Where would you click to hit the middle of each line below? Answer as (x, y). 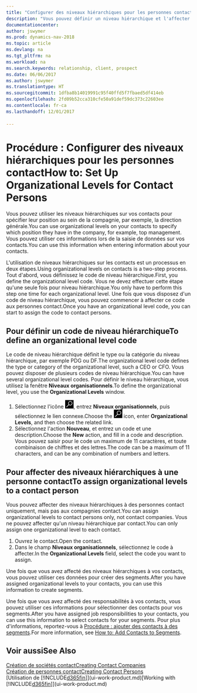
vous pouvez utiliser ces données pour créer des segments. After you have (96, 577)
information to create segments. (45, 590)
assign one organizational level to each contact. (64, 530)
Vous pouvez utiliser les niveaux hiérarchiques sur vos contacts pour (89, 214)
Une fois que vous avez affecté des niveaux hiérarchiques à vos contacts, (95, 571)
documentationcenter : (33, 25)
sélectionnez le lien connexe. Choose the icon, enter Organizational (101, 416)
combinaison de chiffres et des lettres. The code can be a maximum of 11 (102, 447)
